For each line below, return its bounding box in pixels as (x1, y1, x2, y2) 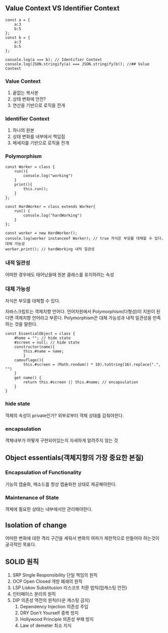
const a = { (5, 17, 30, 22)
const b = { (5, 35, 30, 40)
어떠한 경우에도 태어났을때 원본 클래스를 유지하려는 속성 (5, 272, 114, 277)
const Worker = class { (5, 164, 55, 169)
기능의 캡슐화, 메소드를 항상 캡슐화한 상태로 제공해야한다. (5, 481, 117, 487)
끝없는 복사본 (12, 90, 39, 96)
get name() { (14, 375, 42, 380)
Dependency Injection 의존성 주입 (20, 603, 89, 609)
